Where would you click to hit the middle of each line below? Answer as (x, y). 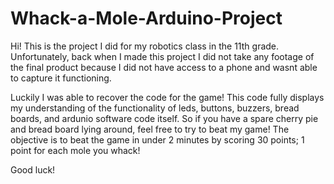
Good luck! (33, 169)
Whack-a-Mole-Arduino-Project (146, 18)
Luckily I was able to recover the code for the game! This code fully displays (167, 97)
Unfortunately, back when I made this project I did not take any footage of (162, 56)
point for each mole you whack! (75, 150)
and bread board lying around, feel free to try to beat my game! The (150, 129)
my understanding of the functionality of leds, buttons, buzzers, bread (155, 108)
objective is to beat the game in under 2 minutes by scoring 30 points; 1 (157, 139)
